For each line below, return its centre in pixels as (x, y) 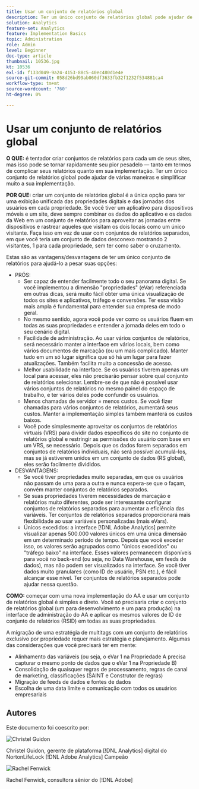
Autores (21, 713)
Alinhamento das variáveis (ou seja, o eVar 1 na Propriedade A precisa (100, 657)
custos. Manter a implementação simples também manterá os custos (108, 414)
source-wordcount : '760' (37, 89)
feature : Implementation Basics (46, 34)
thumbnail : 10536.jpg (33, 61)
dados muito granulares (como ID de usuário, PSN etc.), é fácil (100, 572)
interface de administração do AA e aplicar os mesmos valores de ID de (94, 614)
